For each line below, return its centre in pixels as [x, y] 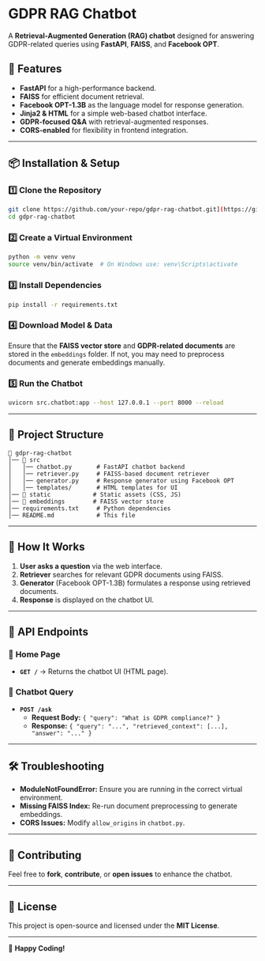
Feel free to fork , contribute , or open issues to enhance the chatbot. [120, 874]
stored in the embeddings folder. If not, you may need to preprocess [116, 354]
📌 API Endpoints [49, 632]
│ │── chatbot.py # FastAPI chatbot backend [97, 467]
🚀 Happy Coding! [37, 948]
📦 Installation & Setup [64, 163]
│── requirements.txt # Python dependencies [90, 508]
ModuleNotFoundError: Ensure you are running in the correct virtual [131, 789]
